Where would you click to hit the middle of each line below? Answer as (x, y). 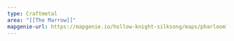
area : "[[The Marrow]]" (42, 20)
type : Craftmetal (32, 14)
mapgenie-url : (28, 26)
